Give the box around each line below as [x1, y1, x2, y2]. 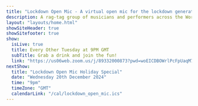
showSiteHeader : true [6, 25, 60, 31]
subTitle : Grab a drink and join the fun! [11, 52, 117, 58]
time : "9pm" [11, 80, 41, 86]
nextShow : [6, 63, 31, 69]
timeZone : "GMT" [11, 85, 51, 91]
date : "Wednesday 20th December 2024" [11, 74, 107, 80]
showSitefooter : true [6, 31, 60, 37]
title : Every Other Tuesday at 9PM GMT [11, 47, 110, 53]
